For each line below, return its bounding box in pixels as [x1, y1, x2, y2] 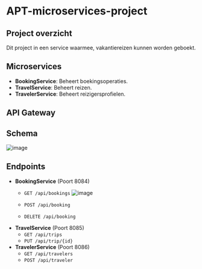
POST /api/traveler [24, 257, 74, 263]
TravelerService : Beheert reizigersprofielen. [14, 90, 125, 97]
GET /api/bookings [24, 190, 71, 196]
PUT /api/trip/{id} [24, 238, 74, 244]
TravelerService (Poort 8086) [14, 243, 90, 250]
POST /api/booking [24, 202, 71, 208]
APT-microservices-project [6, 4, 148, 18]
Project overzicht [6, 28, 72, 39]
